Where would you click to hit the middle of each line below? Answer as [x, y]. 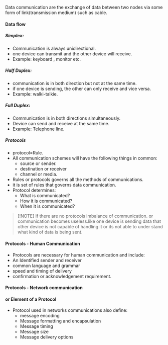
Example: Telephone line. [38, 129]
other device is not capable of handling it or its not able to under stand [90, 227]
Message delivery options [47, 337]
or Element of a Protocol [31, 299]
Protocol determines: [34, 190]
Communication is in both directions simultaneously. [66, 118]
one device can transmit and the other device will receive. [72, 54]
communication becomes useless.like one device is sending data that [89, 221]
